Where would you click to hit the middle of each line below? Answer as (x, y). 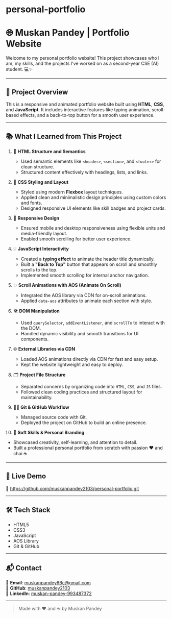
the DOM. (31, 328)
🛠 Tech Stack (28, 510)
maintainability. (37, 397)
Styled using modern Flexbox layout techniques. (72, 192)
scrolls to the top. (39, 269)
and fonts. (31, 203)
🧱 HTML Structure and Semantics (49, 151)
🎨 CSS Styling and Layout (41, 182)
